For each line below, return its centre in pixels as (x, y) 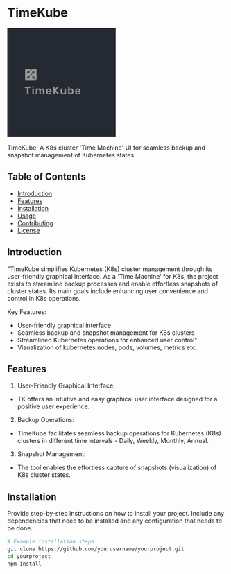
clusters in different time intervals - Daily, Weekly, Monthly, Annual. (113, 441)
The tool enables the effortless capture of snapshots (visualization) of (117, 468)
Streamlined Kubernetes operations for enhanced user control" (107, 340)
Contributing (35, 223)
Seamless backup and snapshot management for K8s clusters (106, 332)
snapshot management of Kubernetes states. (72, 155)
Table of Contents (47, 177)
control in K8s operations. (44, 298)
